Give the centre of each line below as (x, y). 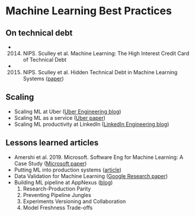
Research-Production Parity (57, 189)
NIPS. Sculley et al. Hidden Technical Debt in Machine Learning (100, 72)
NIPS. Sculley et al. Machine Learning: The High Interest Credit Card (106, 53)
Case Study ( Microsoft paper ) (50, 163)
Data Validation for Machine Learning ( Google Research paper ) (91, 176)
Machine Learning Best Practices (89, 11)
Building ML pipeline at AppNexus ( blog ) (63, 182)
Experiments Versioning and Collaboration (74, 201)
